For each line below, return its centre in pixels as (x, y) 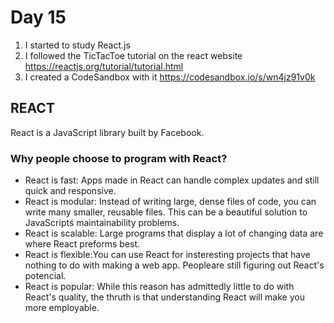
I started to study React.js (77, 45)
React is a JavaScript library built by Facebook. (107, 132)
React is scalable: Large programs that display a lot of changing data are (174, 233)
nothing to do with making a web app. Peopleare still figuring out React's (174, 265)
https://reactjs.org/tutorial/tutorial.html (104, 66)
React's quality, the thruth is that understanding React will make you (164, 297)
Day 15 (38, 17)
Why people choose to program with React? (119, 158)
